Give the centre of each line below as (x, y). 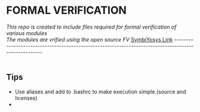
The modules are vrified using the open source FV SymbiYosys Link (90, 39)
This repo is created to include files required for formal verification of (91, 27)
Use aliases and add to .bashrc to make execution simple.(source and (100, 91)
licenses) (26, 98)
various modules (27, 33)
